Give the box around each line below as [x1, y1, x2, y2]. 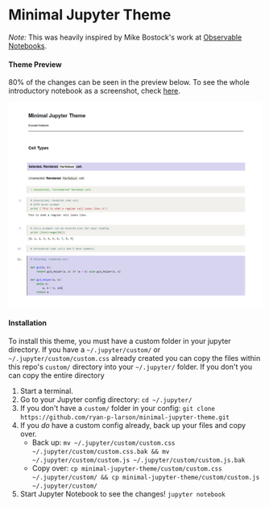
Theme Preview [8, 59, 62, 69]
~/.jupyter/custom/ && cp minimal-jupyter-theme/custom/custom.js [31, 473, 260, 481]
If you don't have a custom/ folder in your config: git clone [19, 403, 216, 413]
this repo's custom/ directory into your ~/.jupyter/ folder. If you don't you [8, 362, 252, 371]
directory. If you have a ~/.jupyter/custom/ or [8, 345, 161, 354]
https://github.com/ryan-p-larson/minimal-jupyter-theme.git [19, 413, 230, 421]
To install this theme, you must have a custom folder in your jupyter [8, 336, 231, 346]
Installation [8, 318, 47, 328]
